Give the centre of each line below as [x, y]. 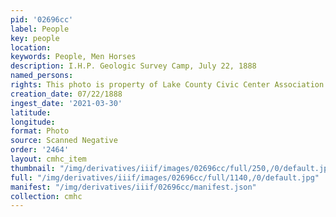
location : [31, 47]
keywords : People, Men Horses [73, 57]
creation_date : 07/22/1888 [66, 94]
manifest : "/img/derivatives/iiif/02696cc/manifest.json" [133, 187]
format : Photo [40, 131]
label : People [40, 29]
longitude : [33, 122]
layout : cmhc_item [48, 159]
